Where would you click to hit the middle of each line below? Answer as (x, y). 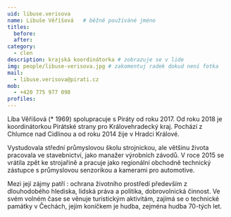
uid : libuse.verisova (39, 14)
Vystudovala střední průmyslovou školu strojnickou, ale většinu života (108, 148)
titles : (19, 27)
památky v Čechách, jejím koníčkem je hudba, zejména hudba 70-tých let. (115, 206)
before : (25, 33)
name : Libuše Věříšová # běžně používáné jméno (82, 20)
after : (23, 40)
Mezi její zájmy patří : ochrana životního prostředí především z (98, 184)
